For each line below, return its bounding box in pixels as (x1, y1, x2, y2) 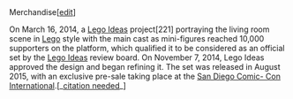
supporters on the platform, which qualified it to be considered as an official (9, 43, 285, 54)
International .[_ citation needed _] (9, 80, 126, 91)
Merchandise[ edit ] (9, 7, 77, 18)
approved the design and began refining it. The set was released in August (9, 62, 281, 72)
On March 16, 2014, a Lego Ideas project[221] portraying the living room (9, 24, 270, 34)
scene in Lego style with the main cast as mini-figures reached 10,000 (9, 34, 265, 44)
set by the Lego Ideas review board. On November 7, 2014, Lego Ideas (9, 52, 265, 63)
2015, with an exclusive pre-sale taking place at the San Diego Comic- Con (9, 71, 281, 82)
